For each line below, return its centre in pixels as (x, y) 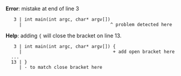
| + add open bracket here (97, 52)
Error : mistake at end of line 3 (42, 9)
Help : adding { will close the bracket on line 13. (64, 36)
